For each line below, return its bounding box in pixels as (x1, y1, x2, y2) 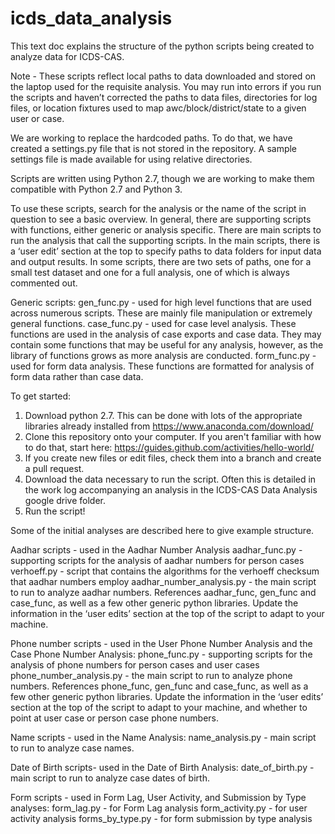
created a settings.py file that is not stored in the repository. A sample (10, 142, 298, 154)
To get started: (10, 390, 72, 402)
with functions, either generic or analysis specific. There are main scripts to (10, 223, 322, 236)
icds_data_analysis (10, 7, 173, 30)
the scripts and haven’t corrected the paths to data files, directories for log (10, 91, 318, 103)
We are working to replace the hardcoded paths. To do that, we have (10, 132, 293, 144)
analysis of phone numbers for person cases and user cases (10, 658, 260, 671)
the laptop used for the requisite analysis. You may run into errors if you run (10, 80, 322, 92)
